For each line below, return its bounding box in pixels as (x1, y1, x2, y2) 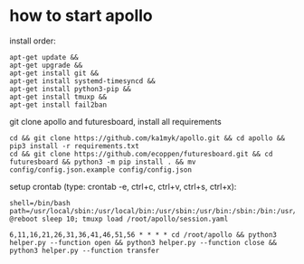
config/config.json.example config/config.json (9, 165, 193, 174)
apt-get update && (9, 52, 79, 61)
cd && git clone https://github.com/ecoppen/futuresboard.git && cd (9, 149, 273, 158)
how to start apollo (9, 5, 154, 26)
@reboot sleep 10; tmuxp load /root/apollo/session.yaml (9, 214, 229, 223)
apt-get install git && (9, 69, 100, 78)
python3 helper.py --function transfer (9, 246, 160, 255)
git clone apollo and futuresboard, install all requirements (9, 116, 222, 127)
